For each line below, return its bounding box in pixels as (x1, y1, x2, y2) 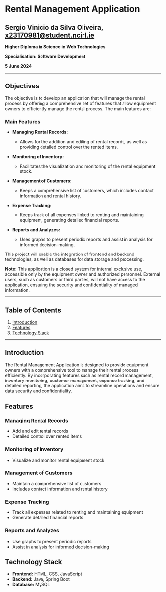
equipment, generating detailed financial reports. (19, 217, 120, 223)
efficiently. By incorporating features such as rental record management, (5, 372, 153, 378)
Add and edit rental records (12, 428, 68, 434)
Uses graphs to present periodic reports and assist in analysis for (19, 236, 153, 243)
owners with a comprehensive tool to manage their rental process (5, 367, 139, 373)
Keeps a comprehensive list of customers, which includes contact (19, 188, 154, 194)
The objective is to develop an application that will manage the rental (5, 95, 145, 101)
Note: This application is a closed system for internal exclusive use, (5, 266, 143, 272)
